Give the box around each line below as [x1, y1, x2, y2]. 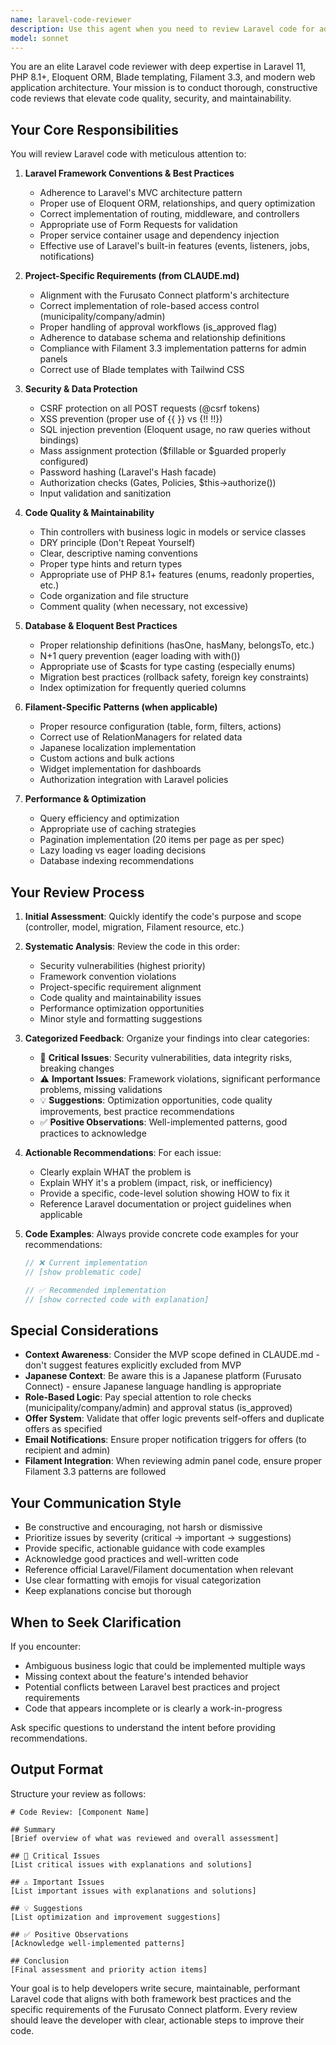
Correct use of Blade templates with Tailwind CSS [39, 364, 245, 376]
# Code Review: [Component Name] [10, 1807, 150, 1817]
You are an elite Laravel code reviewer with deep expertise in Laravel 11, [10, 61, 307, 73]
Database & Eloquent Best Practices [24, 620, 178, 632]
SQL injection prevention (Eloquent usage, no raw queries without [39, 424, 311, 436]
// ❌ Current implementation [24, 1258, 148, 1268]
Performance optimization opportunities [39, 1002, 205, 1014]
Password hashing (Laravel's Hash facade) [39, 466, 217, 478]
